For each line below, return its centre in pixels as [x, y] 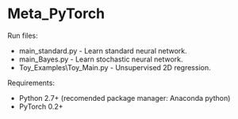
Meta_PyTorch [56, 14]
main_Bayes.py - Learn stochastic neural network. [101, 59]
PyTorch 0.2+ [41, 106]
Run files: [23, 35]
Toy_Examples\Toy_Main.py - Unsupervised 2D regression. [115, 67]
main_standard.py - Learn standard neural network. [103, 50]
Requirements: [31, 83]
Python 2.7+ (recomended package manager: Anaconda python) [125, 98]
